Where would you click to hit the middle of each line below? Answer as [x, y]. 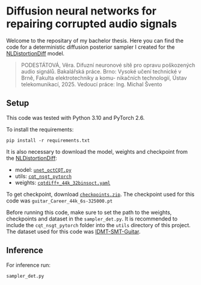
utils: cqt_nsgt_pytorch [43, 176]
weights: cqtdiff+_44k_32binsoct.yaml [63, 183]
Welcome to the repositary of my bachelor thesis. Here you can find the [95, 40]
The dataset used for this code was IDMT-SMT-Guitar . [73, 231]
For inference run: [29, 265]
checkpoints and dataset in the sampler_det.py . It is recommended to [92, 219]
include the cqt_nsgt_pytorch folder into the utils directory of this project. [98, 225]
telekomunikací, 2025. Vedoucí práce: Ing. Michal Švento [91, 84]
